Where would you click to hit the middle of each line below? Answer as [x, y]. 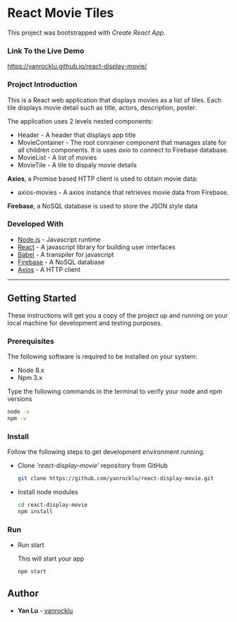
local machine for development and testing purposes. [85, 323]
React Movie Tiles [61, 13]
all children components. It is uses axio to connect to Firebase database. [123, 150]
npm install [35, 511]
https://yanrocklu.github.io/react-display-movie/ [77, 66]
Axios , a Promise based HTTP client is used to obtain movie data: [103, 179]
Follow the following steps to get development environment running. [106, 451]
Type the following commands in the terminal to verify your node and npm [115, 391]
